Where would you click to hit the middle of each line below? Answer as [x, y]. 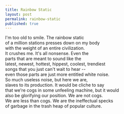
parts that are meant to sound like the [43, 59]
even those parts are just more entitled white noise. [57, 74]
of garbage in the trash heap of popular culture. [54, 106]
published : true [22, 24]
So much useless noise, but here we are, [46, 80]
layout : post [19, 14]
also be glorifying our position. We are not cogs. [54, 96]
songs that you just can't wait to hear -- [45, 69]
